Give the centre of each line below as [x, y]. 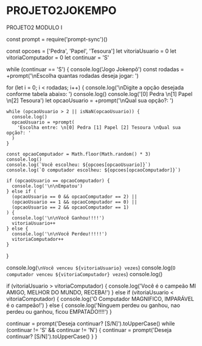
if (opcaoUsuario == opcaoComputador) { [58, 181]
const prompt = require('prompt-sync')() [57, 39]
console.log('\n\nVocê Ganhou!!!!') [58, 218]
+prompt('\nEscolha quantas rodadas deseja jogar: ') [72, 75]
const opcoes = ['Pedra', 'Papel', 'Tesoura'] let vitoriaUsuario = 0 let [91, 51]
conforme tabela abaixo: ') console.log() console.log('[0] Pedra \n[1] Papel [99, 94]
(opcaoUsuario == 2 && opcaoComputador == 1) [71, 207]
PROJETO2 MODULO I [34, 27]
